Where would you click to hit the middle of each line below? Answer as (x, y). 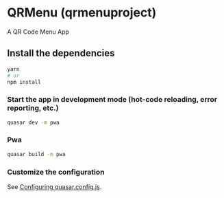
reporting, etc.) (33, 108)
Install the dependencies (61, 53)
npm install (24, 82)
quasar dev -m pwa (33, 122)
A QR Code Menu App (38, 32)
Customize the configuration (56, 172)
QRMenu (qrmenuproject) (82, 13)
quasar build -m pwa (37, 154)
